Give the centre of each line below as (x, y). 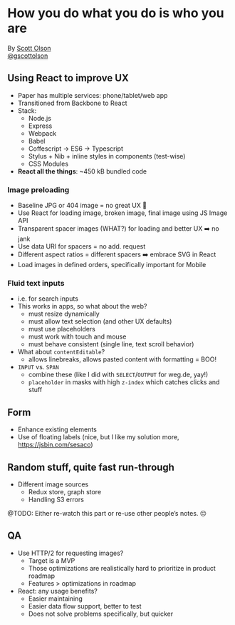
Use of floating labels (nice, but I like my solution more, (98, 437)
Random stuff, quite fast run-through (91, 467)
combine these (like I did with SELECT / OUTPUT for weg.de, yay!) (118, 375)
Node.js (40, 118)
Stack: (27, 110)
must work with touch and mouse (77, 336)
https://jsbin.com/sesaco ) (56, 445)
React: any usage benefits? (57, 591)
